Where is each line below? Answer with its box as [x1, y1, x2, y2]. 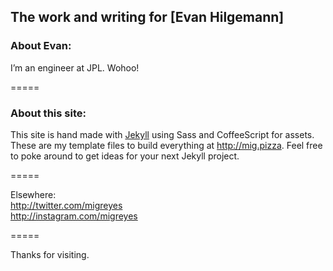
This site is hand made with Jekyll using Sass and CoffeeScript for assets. [10, 128, 315, 140]
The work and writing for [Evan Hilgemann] [10, 9, 285, 26]
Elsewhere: [10, 188, 57, 200]
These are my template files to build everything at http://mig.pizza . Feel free [10, 139, 323, 151]
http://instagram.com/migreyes [10, 210, 138, 222]
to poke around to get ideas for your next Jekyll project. [10, 150, 240, 162]
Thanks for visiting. [10, 248, 90, 260]
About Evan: [10, 39, 72, 53]
